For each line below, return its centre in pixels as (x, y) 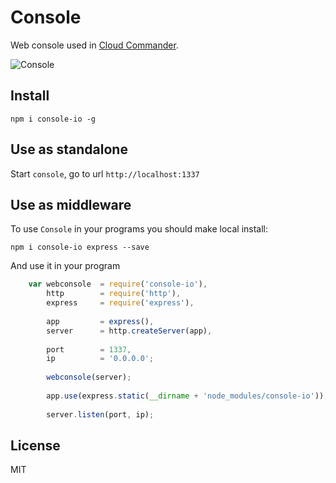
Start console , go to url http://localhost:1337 (105, 173)
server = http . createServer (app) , (129, 331)
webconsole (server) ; (89, 377)
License (35, 445)
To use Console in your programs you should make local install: (139, 229)
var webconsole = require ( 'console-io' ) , (118, 284)
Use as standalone (69, 149)
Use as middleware (71, 204)
